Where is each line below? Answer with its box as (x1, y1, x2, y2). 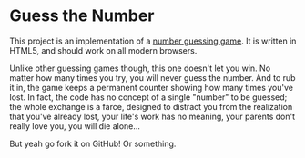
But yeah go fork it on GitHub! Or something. (9, 138, 177, 149)
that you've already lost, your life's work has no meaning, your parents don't (9, 111, 296, 122)
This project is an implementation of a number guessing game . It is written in (9, 35, 297, 46)
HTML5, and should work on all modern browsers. (9, 44, 198, 55)
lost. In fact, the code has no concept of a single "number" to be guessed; (9, 92, 288, 103)
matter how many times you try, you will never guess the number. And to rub (9, 72, 296, 83)
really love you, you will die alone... (9, 120, 141, 132)
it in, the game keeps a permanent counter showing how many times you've (9, 82, 294, 93)
